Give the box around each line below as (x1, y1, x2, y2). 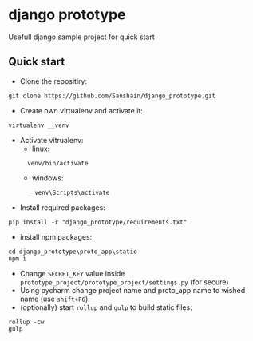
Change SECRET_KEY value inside (19, 268, 125, 278)
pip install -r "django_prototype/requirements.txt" (8, 218, 188, 226)
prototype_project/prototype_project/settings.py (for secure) (19, 277, 229, 287)
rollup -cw (8, 318, 45, 326)
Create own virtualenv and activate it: (19, 105, 144, 115)
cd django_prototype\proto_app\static (8, 248, 137, 256)
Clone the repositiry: (19, 76, 88, 85)
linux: (31, 144, 50, 153)
